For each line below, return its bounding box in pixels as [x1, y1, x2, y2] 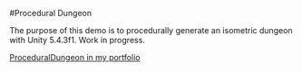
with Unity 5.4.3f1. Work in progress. [9, 35, 145, 45]
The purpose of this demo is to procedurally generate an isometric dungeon [9, 25, 293, 35]
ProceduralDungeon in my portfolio [9, 52, 141, 62]
